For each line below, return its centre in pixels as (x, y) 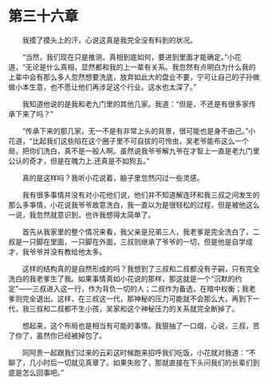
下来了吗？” (34, 113)
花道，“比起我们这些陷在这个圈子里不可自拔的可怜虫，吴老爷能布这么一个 (129, 141)
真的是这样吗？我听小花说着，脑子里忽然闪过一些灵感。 (113, 177)
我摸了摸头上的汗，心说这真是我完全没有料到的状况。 (109, 40)
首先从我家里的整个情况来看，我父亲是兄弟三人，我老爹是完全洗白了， (137, 232)
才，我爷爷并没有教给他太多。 (57, 252)
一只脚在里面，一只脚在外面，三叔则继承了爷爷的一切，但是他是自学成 (137, 241)
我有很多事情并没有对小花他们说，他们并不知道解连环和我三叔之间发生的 (141, 194)
